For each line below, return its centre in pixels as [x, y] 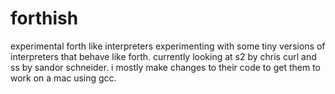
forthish [44, 18]
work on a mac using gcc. [63, 78]
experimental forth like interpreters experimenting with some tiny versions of [168, 46]
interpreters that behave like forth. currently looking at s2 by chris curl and [163, 56]
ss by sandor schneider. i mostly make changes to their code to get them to [165, 67]
